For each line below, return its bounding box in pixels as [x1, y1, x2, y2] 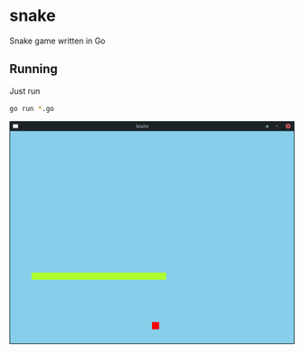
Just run [9, 85, 41, 96]
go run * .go [9, 104, 54, 113]
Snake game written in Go [9, 35, 106, 46]
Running [9, 61, 59, 77]
